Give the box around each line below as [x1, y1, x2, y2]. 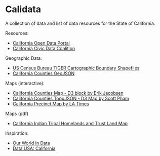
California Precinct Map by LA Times [12, 100, 89, 107]
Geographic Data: [5, 55, 42, 61]
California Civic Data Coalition [12, 45, 75, 51]
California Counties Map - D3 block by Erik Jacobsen [12, 90, 124, 96]
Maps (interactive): [5, 80, 45, 86]
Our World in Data [12, 140, 50, 146]
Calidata [5, 4, 42, 15]
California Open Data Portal [12, 40, 70, 46]
